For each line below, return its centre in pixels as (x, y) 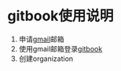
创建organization (46, 59)
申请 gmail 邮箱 (41, 39)
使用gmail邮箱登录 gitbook (60, 48)
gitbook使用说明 (60, 16)
